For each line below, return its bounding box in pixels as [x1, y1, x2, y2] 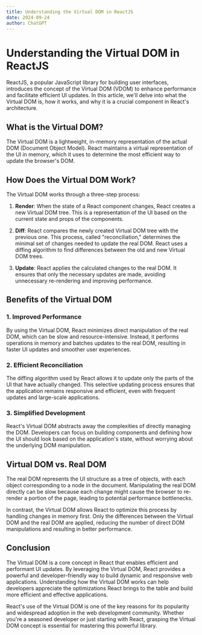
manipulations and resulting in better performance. [6, 526, 133, 533]
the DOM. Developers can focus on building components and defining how [6, 429, 192, 436]
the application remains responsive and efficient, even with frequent [6, 387, 176, 394]
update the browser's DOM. [6, 158, 75, 165]
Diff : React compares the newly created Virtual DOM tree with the [14, 227, 179, 234]
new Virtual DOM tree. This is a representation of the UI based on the [14, 209, 187, 216]
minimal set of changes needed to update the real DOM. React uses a [14, 240, 188, 247]
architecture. [6, 104, 38, 112]
